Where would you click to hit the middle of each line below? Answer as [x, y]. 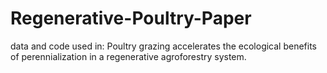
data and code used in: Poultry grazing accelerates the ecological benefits [164, 46]
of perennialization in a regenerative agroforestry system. [128, 56]
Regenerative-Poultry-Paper [131, 18]
